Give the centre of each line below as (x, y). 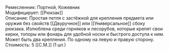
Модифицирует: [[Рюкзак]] (34, 13)
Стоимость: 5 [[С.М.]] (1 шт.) (36, 45)
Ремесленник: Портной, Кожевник (43, 7)
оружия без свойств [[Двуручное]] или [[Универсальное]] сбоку (75, 23)
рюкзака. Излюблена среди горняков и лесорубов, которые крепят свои (84, 29)
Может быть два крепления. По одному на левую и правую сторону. (80, 39)
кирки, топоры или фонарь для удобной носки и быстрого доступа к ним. (85, 34)
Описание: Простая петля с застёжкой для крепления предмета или (79, 18)
